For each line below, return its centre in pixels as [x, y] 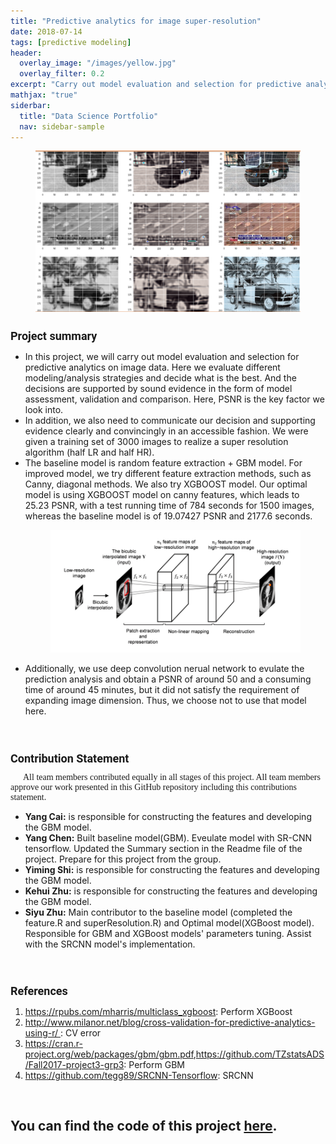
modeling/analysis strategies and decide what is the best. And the [160, 377]
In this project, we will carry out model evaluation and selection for [162, 356]
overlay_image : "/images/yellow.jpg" [98, 63]
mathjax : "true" [44, 95]
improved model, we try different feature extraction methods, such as [168, 473]
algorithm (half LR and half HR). [89, 452]
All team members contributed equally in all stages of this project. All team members [172, 776]
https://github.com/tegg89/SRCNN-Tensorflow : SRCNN [139, 1075]
